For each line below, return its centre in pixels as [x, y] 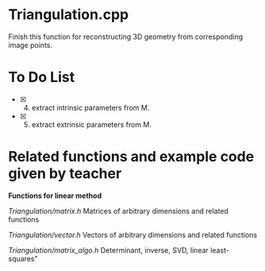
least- [220, 250]
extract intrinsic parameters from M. [90, 107]
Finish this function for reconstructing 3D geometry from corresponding [126, 37]
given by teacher [65, 174]
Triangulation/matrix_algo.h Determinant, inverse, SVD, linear [108, 250]
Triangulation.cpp [69, 15]
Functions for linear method [55, 196]
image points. [31, 45]
